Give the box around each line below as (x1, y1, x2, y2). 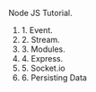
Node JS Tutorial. (8, 8, 73, 18)
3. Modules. (21, 44, 65, 54)
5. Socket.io (21, 63, 66, 73)
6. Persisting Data (21, 72, 87, 83)
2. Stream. (21, 35, 60, 45)
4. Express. (21, 54, 64, 63)
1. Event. (21, 25, 53, 35)
